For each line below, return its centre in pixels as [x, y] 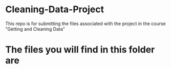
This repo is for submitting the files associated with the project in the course [86, 24]
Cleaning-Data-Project [55, 9]
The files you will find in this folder [80, 50]
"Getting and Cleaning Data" [35, 29]
